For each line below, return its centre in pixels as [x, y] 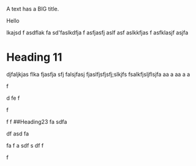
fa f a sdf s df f [25, 145]
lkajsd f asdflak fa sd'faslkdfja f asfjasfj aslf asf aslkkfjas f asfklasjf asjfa [97, 32]
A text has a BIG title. [33, 9]
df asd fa [18, 134]
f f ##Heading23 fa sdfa [37, 121]
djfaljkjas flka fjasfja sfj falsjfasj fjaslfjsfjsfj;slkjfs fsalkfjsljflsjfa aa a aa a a [98, 74]
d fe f [13, 98]
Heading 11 [34, 57]
